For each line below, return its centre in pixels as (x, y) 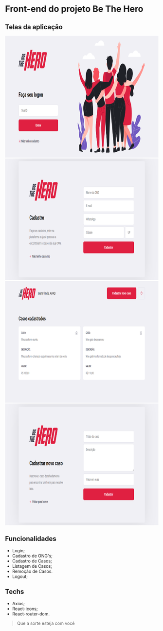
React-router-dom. (31, 613)
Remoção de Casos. (32, 571)
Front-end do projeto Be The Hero (74, 9)
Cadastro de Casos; (32, 561)
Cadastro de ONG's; (32, 556)
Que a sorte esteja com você (46, 623)
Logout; (20, 576)
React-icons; (25, 609)
